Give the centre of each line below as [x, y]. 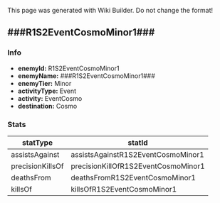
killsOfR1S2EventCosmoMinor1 [124, 189]
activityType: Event [47, 91]
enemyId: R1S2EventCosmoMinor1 [68, 68]
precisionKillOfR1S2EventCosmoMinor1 [138, 166]
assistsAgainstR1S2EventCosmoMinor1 [137, 154]
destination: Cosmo [47, 106]
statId [138, 143]
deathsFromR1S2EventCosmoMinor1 [133, 177]
